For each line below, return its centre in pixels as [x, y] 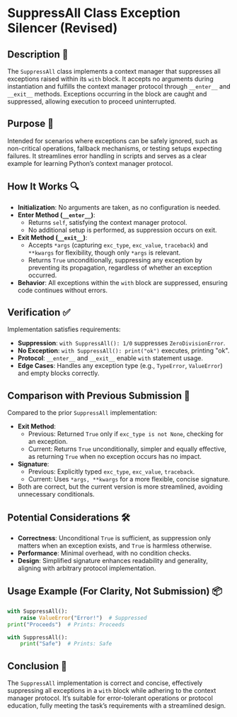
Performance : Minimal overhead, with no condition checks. [104, 553]
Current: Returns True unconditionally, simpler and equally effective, [127, 449]
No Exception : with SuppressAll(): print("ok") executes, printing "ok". [123, 351]
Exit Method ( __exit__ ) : [52, 237]
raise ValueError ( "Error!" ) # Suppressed [83, 618]
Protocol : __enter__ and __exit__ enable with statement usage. [110, 358]
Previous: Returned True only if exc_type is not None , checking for [126, 434]
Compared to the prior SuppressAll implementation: [82, 413]
